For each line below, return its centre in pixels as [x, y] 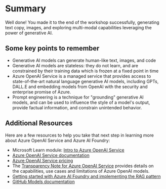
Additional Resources [39, 123]
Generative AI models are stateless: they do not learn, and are [75, 65]
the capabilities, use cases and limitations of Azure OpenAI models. [81, 171]
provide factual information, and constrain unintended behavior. [77, 107]
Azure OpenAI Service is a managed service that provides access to [82, 76]
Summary [25, 9]
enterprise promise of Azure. [41, 92]
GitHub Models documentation [43, 182]
